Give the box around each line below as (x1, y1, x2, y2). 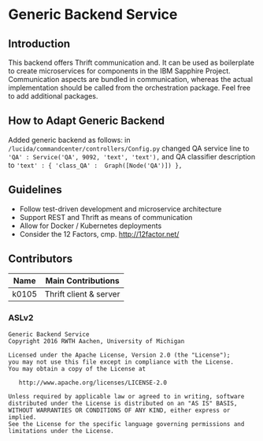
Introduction (8, 37, 71, 50)
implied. (8, 413, 37, 421)
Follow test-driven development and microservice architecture (19, 204, 222, 214)
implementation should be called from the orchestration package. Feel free (8, 83, 250, 92)
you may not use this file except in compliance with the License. (8, 357, 235, 366)
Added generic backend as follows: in (8, 135, 131, 144)
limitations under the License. (8, 427, 114, 435)
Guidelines (8, 183, 62, 196)
